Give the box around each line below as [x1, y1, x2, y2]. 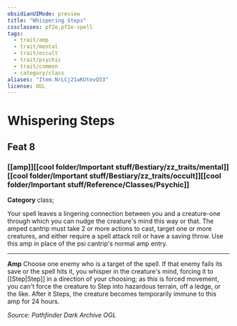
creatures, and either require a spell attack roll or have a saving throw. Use [7, 232, 224, 241]
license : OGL [7, 83, 46, 90]
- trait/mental [13, 43, 59, 50]
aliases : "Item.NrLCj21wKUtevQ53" [7, 76, 109, 83]
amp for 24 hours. [7, 297, 60, 306]
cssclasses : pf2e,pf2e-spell [7, 23, 93, 30]
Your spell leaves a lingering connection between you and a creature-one [7, 210, 221, 218]
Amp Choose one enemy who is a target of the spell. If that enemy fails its [7, 260, 223, 268]
